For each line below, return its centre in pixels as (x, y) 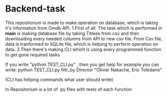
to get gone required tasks (33, 55)
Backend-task (35, 9)
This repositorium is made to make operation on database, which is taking (82, 23)
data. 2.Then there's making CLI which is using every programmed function (83, 49)
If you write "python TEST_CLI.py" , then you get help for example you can (82, 64)
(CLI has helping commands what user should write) (59, 79)
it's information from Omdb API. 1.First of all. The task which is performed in (84, 28)
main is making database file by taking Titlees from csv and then (72, 33)
